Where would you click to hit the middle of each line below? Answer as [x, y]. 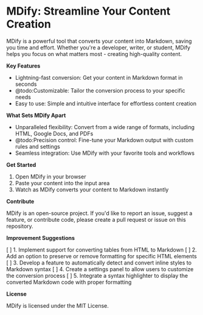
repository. [20, 226]
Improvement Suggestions [40, 238]
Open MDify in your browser [50, 176]
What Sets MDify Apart [36, 115]
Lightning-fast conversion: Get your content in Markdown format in [99, 77]
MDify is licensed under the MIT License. [58, 305]
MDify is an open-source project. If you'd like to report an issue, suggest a [99, 213]
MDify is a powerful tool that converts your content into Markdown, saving [99, 41]
